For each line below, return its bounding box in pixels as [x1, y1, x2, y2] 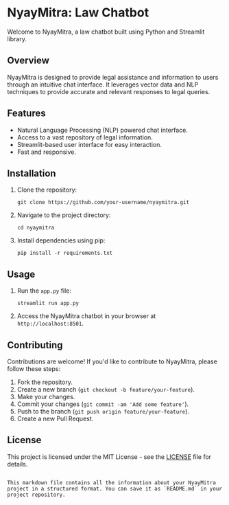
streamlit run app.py [16, 300, 79, 307]
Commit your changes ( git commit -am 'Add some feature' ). [16, 400, 189, 408]
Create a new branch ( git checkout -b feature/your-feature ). [16, 385, 195, 393]
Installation [7, 167, 56, 179]
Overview [7, 55, 50, 67]
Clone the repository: [16, 186, 77, 194]
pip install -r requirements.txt [16, 249, 113, 257]
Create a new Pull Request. [16, 414, 94, 423]
